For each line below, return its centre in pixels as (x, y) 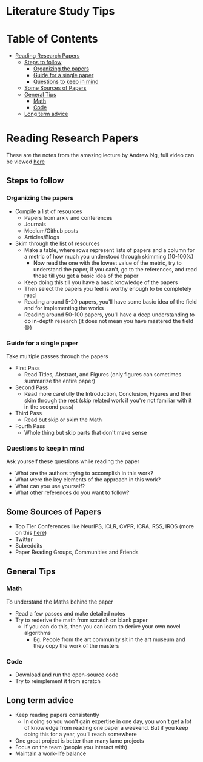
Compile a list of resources (48, 211)
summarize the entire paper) (60, 381)
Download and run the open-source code (67, 675)
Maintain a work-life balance (51, 753)
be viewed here (26, 162)
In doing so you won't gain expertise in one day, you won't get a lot (108, 721)
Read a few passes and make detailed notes (70, 613)
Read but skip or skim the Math (63, 420)
